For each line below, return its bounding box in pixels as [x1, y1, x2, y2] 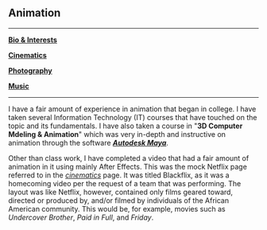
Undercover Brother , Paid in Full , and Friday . [8, 212, 154, 222]
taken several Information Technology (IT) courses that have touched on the [8, 112, 257, 122]
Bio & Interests [8, 35, 58, 45]
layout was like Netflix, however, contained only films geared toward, [8, 187, 233, 197]
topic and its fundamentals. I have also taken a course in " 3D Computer [8, 121, 243, 131]
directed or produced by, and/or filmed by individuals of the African [8, 195, 229, 205]
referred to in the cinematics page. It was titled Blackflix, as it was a [8, 170, 230, 180]
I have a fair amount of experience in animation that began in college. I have [8, 103, 257, 114]
